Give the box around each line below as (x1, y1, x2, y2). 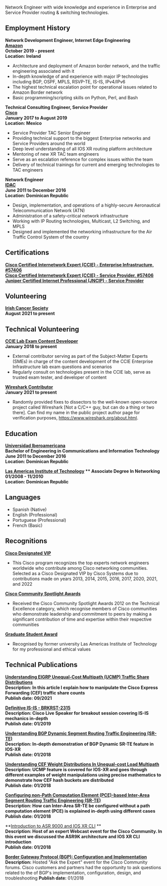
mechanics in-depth (5, 715, 48, 721)
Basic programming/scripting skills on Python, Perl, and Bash (12, 94, 138, 100)
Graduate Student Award (5, 631, 58, 637)
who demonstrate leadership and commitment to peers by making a (12, 611, 152, 617)
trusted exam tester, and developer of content (12, 374, 107, 381)
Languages (5, 493, 41, 502)
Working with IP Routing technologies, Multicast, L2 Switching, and (12, 218, 151, 224)
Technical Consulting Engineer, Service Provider (5, 104, 108, 110)
